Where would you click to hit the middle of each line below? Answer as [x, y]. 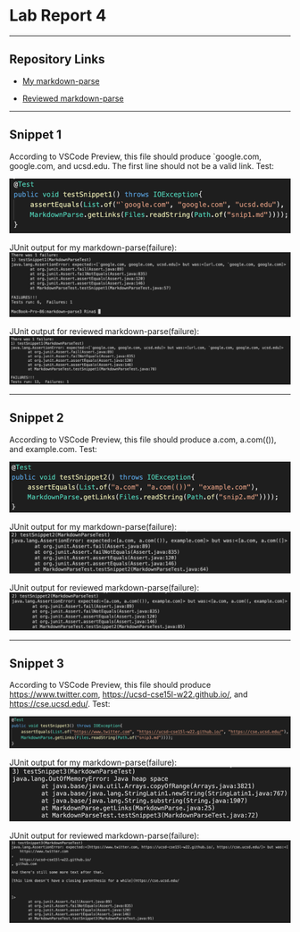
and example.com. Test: [54, 449]
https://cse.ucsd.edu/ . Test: [60, 704]
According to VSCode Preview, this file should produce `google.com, [135, 156]
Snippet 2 [37, 418]
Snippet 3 [37, 663]
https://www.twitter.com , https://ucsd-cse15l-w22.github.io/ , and [129, 694]
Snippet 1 [36, 135]
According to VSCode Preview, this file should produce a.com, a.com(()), [143, 440]
